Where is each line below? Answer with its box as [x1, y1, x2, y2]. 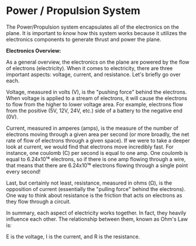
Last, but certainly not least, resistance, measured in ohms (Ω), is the [6, 179, 173, 186]
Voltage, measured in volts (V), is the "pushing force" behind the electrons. [6, 88, 187, 95]
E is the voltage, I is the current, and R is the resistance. [6, 233, 140, 240]
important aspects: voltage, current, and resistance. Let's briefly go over [6, 71, 181, 78]
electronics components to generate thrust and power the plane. [6, 36, 161, 43]
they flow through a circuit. [6, 198, 71, 205]
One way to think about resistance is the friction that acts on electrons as [6, 192, 183, 199]
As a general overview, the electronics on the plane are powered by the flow [6, 58, 190, 65]
